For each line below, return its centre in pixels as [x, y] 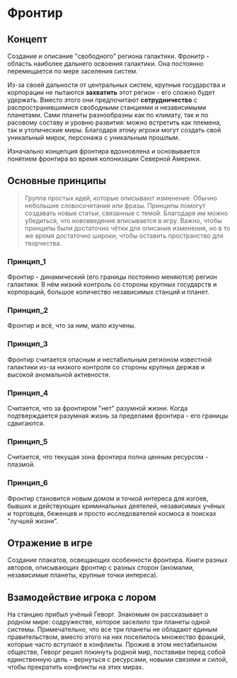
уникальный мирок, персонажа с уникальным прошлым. [94, 137]
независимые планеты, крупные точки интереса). [83, 575]
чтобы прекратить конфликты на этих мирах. [76, 667]
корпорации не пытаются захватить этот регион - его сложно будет [111, 92]
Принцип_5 [28, 442]
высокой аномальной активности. [59, 374]
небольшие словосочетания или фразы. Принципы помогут [115, 205]
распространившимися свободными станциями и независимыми [107, 107]
